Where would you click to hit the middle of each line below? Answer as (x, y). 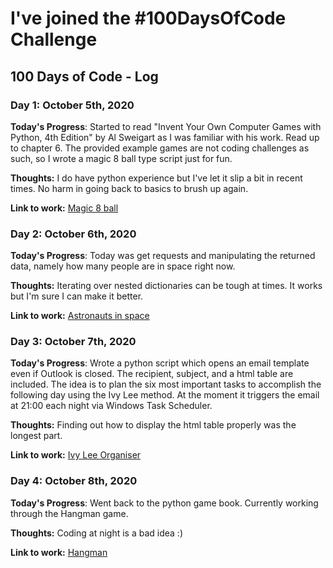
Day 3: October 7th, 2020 (73, 342)
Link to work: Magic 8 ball (64, 208)
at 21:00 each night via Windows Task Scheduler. (111, 406)
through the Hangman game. (69, 513)
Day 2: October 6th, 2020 (73, 234)
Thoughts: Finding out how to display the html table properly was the (153, 425)
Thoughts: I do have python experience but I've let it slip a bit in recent (156, 178)
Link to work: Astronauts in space (80, 316)
